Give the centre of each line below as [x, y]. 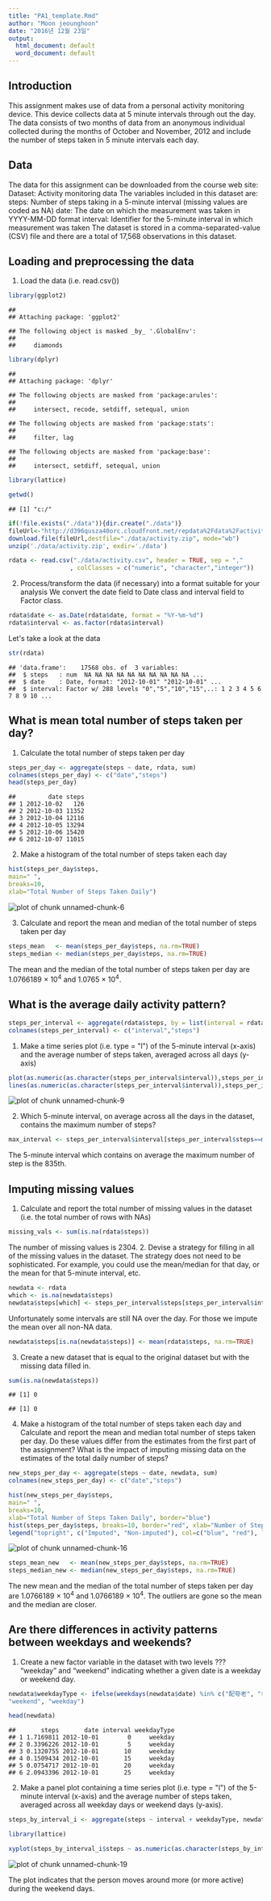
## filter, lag [41, 438]
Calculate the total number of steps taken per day [102, 752]
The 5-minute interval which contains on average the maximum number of [132, 1155]
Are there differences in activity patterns [113, 1630]
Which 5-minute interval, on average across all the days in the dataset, [138, 1116]
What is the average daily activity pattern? [117, 1005]
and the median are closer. [52, 1604]
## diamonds [35, 345]
